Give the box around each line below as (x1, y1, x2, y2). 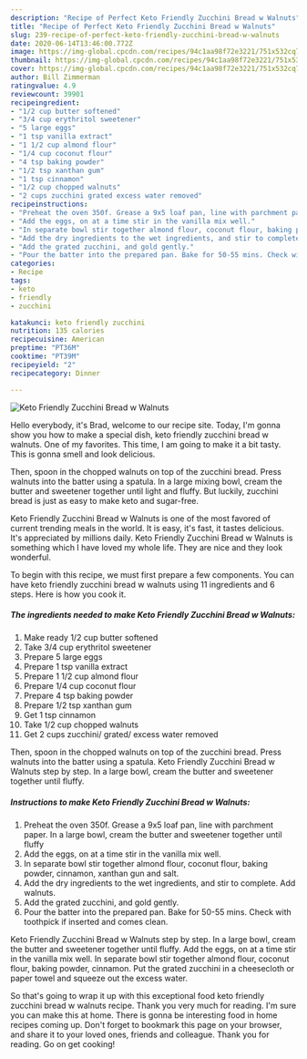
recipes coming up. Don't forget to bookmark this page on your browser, (10, 1020, 282, 1031)
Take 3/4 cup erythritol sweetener (23, 642, 152, 653)
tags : (10, 276, 31, 285)
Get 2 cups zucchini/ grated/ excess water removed (23, 729, 219, 740)
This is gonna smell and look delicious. (10, 448, 156, 459)
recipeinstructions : (10, 200, 89, 210)
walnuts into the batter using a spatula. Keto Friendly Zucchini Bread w (10, 756, 276, 767)
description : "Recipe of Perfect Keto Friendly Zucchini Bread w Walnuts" (10, 13, 301, 23)
